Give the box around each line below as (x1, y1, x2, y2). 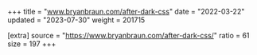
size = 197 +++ (7, 39, 56, 49)
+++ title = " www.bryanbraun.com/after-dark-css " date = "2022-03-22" (7, 7, 245, 16)
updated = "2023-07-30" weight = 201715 (7, 15, 146, 25)
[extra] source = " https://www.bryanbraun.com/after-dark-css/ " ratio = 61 (7, 31, 250, 40)
